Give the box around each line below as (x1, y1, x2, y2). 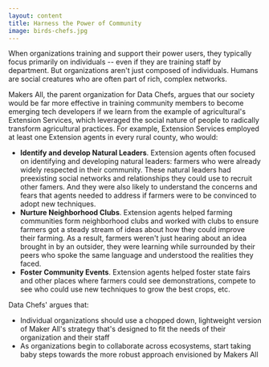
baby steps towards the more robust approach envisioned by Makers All (19, 350, 259, 360)
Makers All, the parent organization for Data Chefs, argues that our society (8, 90, 255, 100)
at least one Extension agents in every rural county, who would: (8, 133, 218, 142)
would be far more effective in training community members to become (8, 98, 244, 108)
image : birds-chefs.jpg (8, 27, 88, 35)
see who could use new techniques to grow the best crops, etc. (19, 284, 230, 294)
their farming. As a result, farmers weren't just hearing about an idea (19, 234, 247, 243)
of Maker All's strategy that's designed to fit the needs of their (19, 324, 226, 334)
